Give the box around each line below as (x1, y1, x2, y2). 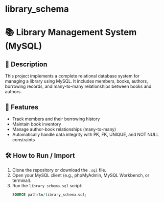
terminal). (12, 177, 32, 183)
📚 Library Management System (5, 27, 137, 38)
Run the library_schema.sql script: (12, 182, 83, 188)
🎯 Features (5, 103, 39, 111)
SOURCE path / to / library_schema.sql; (12, 192, 87, 197)
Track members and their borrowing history (12, 116, 100, 122)
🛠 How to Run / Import (5, 151, 75, 160)
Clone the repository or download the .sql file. (12, 167, 107, 173)
